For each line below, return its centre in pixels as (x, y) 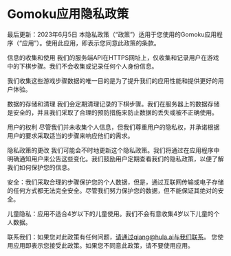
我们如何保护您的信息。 (40, 167)
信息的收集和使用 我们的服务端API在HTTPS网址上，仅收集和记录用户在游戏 (113, 57)
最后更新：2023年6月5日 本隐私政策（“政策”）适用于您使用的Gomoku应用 (112, 34)
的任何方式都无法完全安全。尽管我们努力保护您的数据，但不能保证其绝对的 (112, 190)
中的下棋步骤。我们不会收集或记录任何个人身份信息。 (82, 66)
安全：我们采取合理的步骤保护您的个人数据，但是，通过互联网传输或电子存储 (115, 182)
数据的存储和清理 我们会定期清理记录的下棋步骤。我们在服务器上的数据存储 (113, 104)
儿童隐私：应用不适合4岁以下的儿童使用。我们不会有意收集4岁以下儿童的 (111, 213)
